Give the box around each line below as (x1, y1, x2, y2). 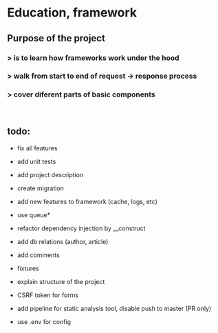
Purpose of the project (7, 32, 105, 44)
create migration (17, 184, 64, 192)
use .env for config (17, 317, 71, 325)
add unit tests (17, 157, 56, 165)
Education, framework (7, 5, 138, 21)
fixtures (17, 264, 39, 272)
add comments (17, 250, 60, 259)
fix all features (17, 143, 58, 152)
